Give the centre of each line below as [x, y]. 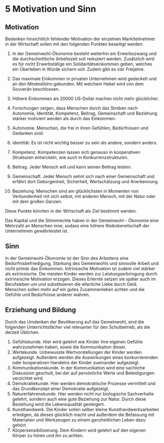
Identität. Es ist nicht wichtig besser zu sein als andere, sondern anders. [85, 143]
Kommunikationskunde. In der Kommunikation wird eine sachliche [79, 368]
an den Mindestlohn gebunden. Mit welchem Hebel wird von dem [78, 84]
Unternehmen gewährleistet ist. [37, 231]
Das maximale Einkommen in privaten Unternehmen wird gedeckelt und [84, 79]
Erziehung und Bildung [41, 310]
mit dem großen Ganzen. [37, 201]
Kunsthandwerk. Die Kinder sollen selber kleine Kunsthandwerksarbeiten [86, 409]
